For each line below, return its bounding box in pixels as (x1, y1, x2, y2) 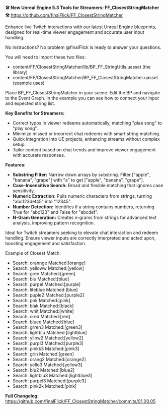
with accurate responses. (12, 152, 65, 158)
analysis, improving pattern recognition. (12, 220, 95, 226)
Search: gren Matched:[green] (12, 271, 75, 276)
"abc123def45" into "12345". (12, 199, 72, 204)
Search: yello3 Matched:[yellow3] (12, 362, 82, 368)
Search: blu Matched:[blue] (12, 276, 69, 282)
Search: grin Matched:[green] (12, 351, 74, 357)
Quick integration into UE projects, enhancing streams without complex (12, 136, 160, 142)
